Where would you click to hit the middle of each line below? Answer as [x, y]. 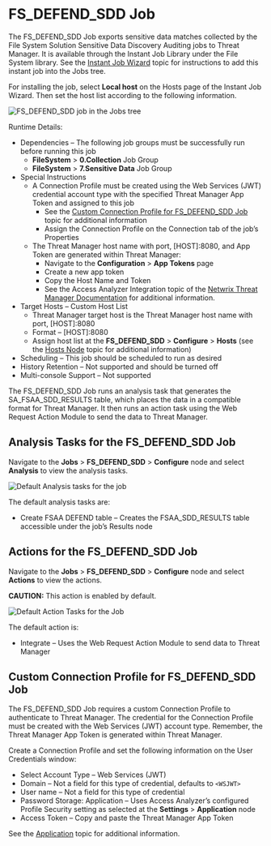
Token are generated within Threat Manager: [107, 254]
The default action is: [44, 627]
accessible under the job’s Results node [86, 526]
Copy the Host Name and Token [97, 280]
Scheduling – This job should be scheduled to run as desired [121, 358]
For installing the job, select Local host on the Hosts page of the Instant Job [135, 87]
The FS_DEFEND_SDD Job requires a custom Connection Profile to [119, 709]
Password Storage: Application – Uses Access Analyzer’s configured [134, 801]
